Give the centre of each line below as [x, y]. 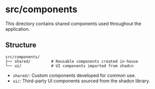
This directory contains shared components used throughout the [73, 24]
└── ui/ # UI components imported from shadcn [70, 66]
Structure [21, 45]
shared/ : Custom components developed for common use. [74, 75]
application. [18, 29]
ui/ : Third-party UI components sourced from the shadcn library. [81, 81]
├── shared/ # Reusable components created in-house [72, 61]
